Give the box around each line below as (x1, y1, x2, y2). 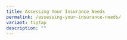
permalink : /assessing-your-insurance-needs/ (6, 14, 121, 20)
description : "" (6, 25, 47, 31)
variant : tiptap (6, 19, 47, 25)
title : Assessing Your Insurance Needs (6, 8, 106, 15)
